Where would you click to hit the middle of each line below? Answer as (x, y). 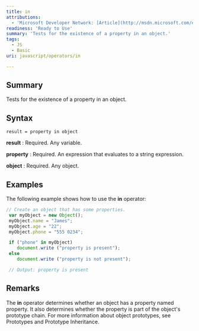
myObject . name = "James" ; (41, 220)
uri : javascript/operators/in (44, 56)
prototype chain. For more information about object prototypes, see (89, 315)
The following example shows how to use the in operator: (76, 199)
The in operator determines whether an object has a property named (90, 302)
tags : (13, 39)
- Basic (21, 51)
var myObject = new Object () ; (46, 215)
